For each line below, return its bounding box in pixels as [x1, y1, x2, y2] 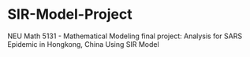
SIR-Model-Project [7, 5, 132, 23]
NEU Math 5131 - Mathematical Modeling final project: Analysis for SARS [7, 31, 242, 41]
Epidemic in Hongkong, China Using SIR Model [7, 39, 159, 48]
